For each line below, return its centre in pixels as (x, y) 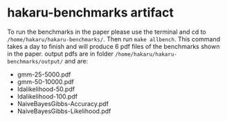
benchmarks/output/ (35, 61)
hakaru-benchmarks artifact (91, 13)
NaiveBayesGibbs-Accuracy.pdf (63, 103)
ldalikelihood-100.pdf (47, 96)
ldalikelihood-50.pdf (46, 89)
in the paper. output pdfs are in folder (61, 54)
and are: (76, 61)
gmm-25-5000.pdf (44, 74)
